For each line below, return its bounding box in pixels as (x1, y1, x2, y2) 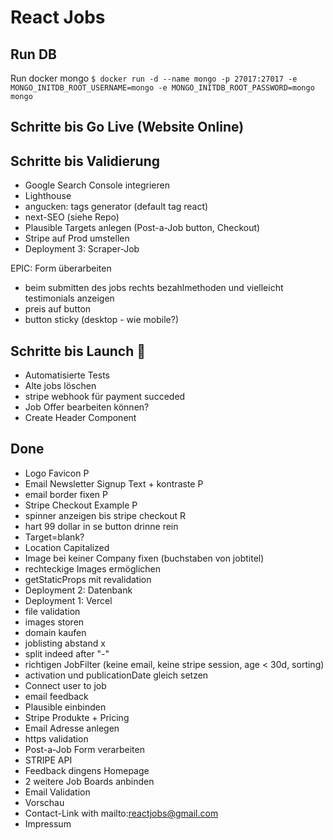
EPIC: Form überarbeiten (10, 262, 112, 275)
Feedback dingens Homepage (24, 764, 150, 776)
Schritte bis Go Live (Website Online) (10, 119, 245, 136)
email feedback (24, 690, 89, 702)
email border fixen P (24, 488, 108, 500)
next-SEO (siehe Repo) (24, 211, 120, 223)
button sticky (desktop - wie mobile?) (24, 314, 179, 326)
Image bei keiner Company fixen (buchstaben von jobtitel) (24, 552, 265, 564)
